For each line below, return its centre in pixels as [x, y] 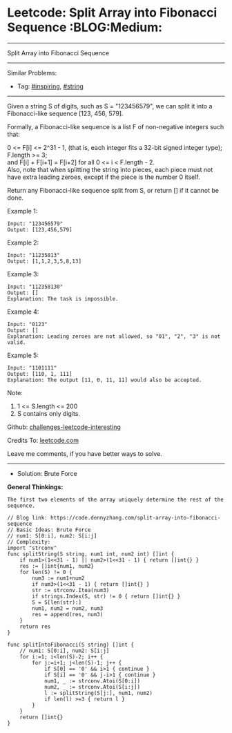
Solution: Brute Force [47, 473]
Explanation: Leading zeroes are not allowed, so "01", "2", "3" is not [114, 336]
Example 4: [23, 312]
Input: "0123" [28, 324]
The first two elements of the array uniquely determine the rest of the [116, 499]
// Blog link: [28, 517]
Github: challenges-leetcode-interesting [64, 427]
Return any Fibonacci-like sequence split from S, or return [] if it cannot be [113, 190]
